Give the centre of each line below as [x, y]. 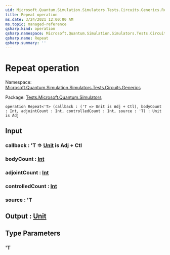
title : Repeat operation [31, 15]
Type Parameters [33, 233]
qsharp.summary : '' [26, 43]
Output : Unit [26, 216]
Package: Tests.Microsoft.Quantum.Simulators [54, 97]
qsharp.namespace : [25, 33]
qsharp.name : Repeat [27, 39]
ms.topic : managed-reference [36, 24]
